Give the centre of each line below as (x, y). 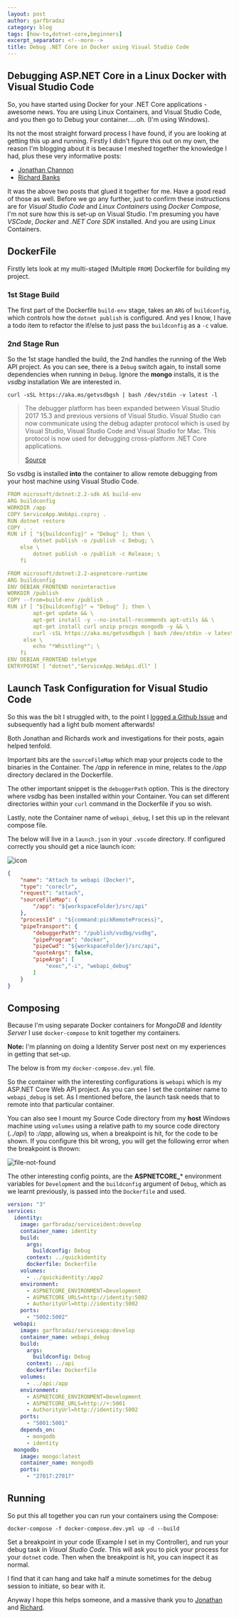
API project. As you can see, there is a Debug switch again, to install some (115, 367)
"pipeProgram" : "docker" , (71, 939)
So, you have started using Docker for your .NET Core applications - (107, 104)
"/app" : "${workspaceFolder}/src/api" (90, 907)
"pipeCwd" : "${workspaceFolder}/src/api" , (97, 946)
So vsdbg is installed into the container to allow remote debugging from (113, 474)
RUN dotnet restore (36, 521)
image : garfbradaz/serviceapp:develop (78, 1330)
